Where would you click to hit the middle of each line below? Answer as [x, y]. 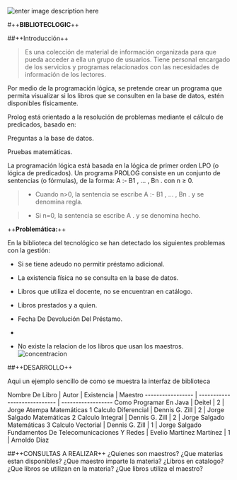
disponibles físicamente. [43, 103]
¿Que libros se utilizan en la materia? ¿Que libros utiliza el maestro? [105, 469]
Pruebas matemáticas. [40, 152]
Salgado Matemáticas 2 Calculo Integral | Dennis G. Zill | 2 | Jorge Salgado [116, 417]
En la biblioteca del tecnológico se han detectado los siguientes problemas [116, 243]
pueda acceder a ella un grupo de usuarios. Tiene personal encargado [127, 59]
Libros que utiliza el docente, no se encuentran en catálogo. [105, 291]
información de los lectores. [65, 75]
